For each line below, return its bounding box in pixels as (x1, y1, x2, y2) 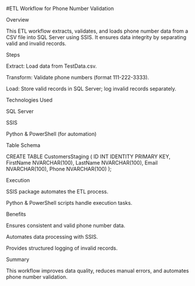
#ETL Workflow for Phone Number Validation (6, 5, 114, 12)
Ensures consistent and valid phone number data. (6, 222, 126, 229)
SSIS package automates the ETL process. (6, 188, 109, 195)
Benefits (6, 211, 26, 218)
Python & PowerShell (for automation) (6, 131, 97, 137)
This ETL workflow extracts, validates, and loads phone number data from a (6, 27, 189, 34)
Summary (6, 256, 30, 263)
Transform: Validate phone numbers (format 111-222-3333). (6, 74, 149, 81)
